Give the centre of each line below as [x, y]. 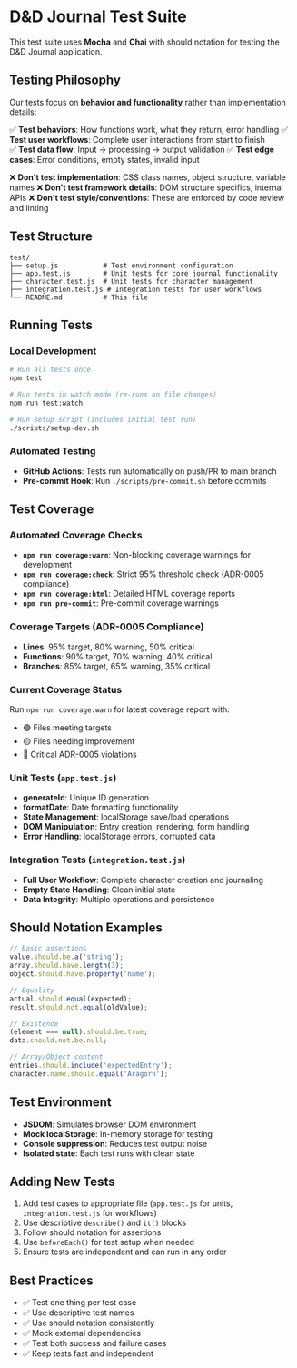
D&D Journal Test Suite [99, 17]
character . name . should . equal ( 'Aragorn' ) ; [89, 1074]
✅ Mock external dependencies [82, 1333]
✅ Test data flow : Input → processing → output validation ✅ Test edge [142, 149]
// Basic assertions [49, 949]
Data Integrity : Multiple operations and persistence [119, 899]
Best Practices [51, 1280]
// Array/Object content [56, 1057]
